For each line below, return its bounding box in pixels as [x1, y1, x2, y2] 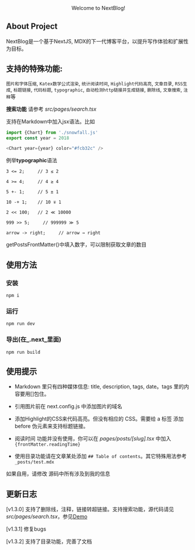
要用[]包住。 [19, 391, 50, 398]
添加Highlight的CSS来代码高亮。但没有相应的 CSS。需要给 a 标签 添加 [14, 415, 184, 422]
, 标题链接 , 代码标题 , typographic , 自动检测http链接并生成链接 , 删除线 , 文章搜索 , [10, 86, 183, 93]
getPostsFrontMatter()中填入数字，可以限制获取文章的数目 [6, 241, 147, 248]
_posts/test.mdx [14, 459, 54, 465]
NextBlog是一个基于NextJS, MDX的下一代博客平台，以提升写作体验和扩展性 [6, 37, 189, 45]
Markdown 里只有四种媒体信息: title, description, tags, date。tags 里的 [14, 383, 184, 390]
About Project [6, 22, 58, 32]
